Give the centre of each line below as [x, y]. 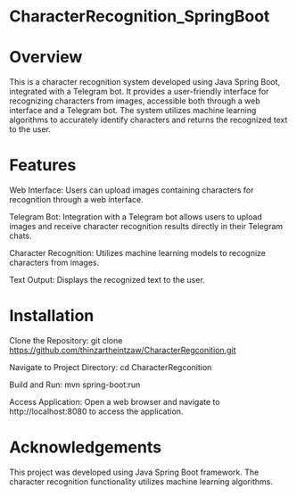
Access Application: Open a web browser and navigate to [115, 402]
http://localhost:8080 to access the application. [96, 411]
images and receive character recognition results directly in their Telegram [146, 227]
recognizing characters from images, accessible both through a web [135, 101]
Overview [46, 58]
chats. [21, 236]
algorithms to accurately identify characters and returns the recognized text [148, 120]
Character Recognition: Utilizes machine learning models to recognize [137, 253]
